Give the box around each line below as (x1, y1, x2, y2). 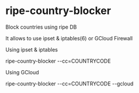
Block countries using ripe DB (5, 23, 77, 30)
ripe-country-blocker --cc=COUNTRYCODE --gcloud (5, 80, 134, 87)
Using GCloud (5, 68, 39, 75)
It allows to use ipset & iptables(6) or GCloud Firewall (5, 35, 133, 42)
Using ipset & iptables (5, 46, 58, 53)
